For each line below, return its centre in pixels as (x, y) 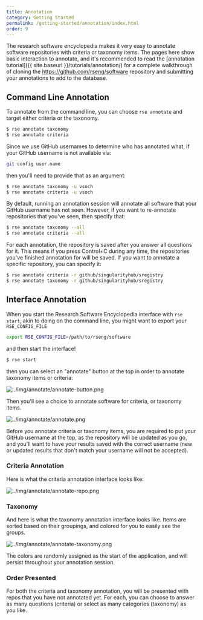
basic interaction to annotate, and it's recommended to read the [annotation (101, 59)
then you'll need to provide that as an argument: (66, 175)
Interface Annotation (46, 300)
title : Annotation (29, 12)
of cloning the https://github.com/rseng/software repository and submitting (100, 72)
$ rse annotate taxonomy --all (46, 227)
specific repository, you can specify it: (54, 264)
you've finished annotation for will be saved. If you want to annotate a (93, 258)
